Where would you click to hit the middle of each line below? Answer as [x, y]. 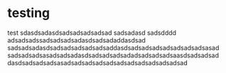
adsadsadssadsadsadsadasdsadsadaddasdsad [76, 40]
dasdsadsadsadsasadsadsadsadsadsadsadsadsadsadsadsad [97, 62]
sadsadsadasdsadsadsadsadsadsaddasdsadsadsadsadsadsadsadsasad [113, 47]
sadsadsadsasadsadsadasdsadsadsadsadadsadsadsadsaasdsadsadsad [113, 55]
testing [29, 13]
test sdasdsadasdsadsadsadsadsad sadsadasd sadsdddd [92, 33]
